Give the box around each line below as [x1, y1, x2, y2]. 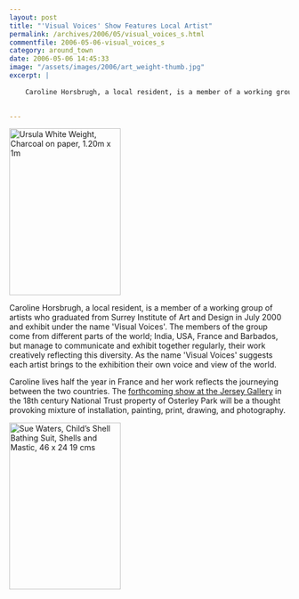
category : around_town [9, 46, 93, 55]
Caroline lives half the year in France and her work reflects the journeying [9, 376, 279, 387]
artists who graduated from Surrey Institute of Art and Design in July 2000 [9, 312, 282, 323]
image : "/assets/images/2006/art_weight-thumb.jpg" [9, 63, 205, 72]
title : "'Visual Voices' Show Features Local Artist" [9, 21, 214, 30]
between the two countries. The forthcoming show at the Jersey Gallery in [9, 386, 282, 397]
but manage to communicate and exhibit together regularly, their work [9, 340, 266, 352]
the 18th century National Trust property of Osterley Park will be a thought [9, 395, 281, 406]
